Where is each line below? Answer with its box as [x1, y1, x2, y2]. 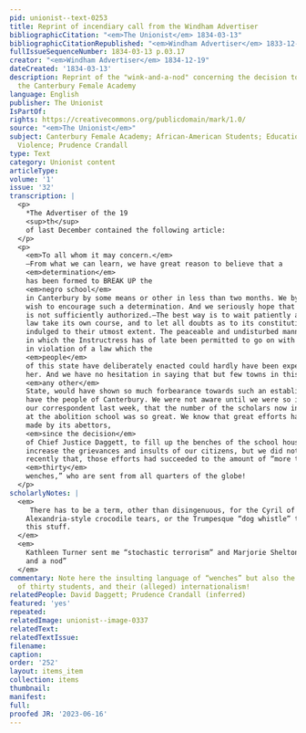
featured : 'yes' [9, 599, 71, 608]
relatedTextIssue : [9, 633, 79, 642]
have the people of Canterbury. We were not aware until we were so [25, 395, 291, 404]
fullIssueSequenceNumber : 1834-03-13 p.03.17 [9, 47, 185, 57]
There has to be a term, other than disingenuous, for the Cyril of [29, 506, 296, 515]
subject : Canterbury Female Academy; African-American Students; [9, 132, 262, 141]
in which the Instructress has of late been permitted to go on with [25, 336, 296, 345]
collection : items [9, 675, 79, 685]
